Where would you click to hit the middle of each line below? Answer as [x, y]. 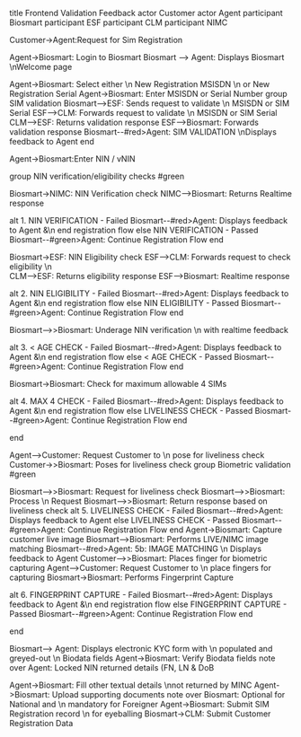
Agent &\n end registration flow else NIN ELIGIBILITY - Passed [124, 303]
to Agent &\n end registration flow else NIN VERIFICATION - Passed [134, 230]
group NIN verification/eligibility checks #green [97, 176]
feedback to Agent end [52, 141]
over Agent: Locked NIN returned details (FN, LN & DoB [112, 667]
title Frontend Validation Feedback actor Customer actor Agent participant [146, 13]
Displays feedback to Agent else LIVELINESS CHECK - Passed [125, 520]
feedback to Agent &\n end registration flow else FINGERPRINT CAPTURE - [148, 604]
